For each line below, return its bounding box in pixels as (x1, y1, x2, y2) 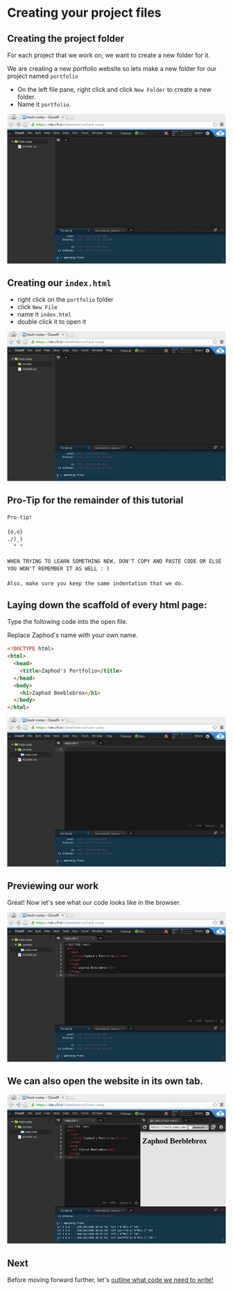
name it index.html (17, 310, 71, 319)
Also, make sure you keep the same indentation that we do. (7, 579, 185, 587)
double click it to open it (17, 318, 87, 326)
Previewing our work (7, 880, 99, 892)
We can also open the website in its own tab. (7, 1075, 203, 1087)
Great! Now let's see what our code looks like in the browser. (7, 899, 181, 907)
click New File (17, 303, 58, 311)
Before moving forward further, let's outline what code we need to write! (7, 1276, 214, 1284)
